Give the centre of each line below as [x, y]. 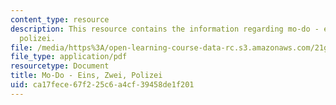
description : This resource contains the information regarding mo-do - [165, 29]
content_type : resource [60, 19]
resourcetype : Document [60, 66]
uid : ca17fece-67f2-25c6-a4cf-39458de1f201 [102, 85]
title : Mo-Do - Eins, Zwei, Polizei [86, 76]
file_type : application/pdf [69, 57]
